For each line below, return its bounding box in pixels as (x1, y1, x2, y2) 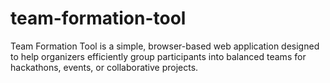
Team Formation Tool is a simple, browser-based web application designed (10, 40, 320, 52)
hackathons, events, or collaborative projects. (10, 61, 199, 73)
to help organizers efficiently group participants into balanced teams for (10, 50, 307, 62)
